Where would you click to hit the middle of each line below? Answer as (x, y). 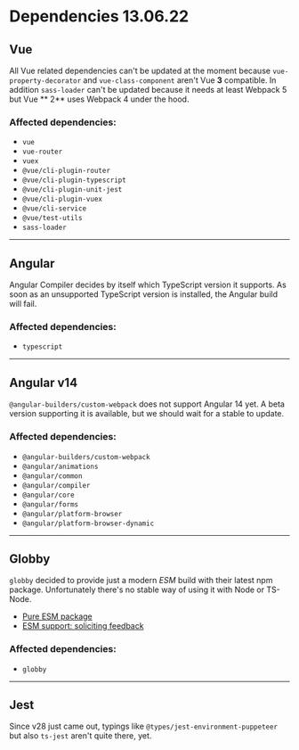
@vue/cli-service (54, 209)
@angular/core (48, 495)
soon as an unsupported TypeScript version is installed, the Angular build (144, 294)
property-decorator (45, 81)
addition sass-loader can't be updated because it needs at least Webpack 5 (148, 90)
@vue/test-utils (52, 218)
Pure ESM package (57, 616)
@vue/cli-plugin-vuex (62, 199)
